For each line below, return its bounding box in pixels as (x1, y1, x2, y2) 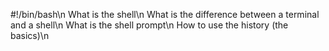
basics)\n (10, 30, 50, 41)
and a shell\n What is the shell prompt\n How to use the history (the (10, 19, 289, 31)
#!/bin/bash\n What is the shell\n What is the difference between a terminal (10, 9, 320, 20)
